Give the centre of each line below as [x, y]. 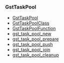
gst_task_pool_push [32, 44]
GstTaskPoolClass [31, 23]
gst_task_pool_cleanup [35, 55]
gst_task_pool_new [32, 34]
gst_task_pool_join [31, 50]
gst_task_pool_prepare [35, 39]
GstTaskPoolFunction [34, 28]
